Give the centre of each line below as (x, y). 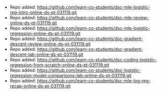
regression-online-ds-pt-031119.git (45, 33)
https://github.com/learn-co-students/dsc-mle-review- (93, 18)
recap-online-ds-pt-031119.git (40, 86)
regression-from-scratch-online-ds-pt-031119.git (60, 65)
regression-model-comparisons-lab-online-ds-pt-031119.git (71, 75)
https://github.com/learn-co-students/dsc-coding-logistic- (97, 60)
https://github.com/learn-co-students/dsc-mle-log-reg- (94, 81)
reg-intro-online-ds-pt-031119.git (43, 12)
